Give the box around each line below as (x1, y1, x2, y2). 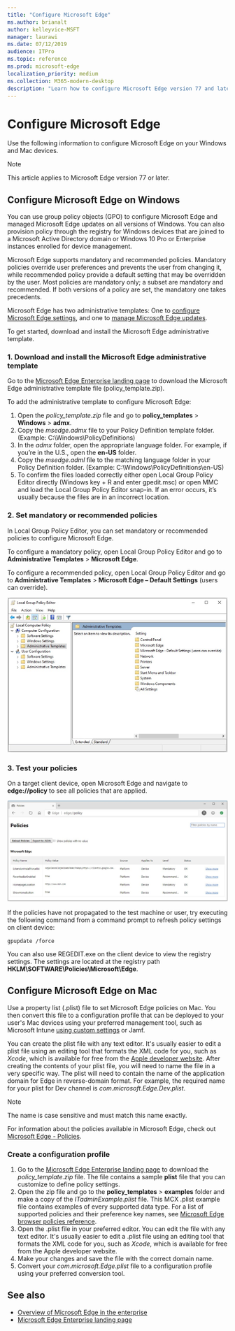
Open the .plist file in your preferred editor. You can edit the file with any (17, 1224, 226, 1233)
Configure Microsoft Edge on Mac (7, 985, 157, 997)
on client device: (7, 923, 55, 931)
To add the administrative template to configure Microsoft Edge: (7, 398, 192, 406)
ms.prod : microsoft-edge (7, 63, 80, 70)
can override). (7, 583, 48, 591)
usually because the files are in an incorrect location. (17, 493, 170, 501)
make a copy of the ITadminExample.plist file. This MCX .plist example (17, 1195, 220, 1203)
